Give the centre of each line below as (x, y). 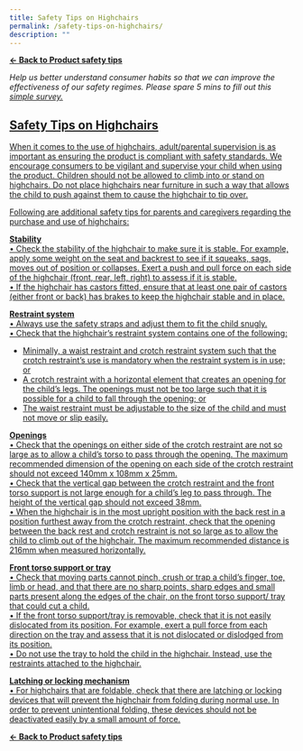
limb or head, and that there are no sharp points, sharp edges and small (142, 587)
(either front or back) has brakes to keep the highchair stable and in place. (147, 297)
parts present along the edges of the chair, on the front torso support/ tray (147, 597)
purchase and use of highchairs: (69, 222)
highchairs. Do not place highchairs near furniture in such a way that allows (150, 185)
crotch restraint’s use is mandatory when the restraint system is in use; (154, 361)
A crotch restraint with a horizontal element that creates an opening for (154, 380)
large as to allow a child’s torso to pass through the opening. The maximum (149, 454)
